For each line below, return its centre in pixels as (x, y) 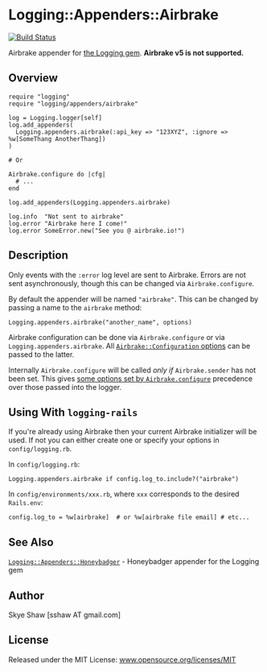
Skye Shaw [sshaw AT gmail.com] (65, 615)
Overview (33, 78)
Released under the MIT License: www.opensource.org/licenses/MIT (122, 659)
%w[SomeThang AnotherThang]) (57, 139)
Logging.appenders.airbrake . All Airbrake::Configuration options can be (129, 346)
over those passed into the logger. (65, 387)
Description (38, 255)
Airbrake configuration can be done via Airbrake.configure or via (117, 337)
